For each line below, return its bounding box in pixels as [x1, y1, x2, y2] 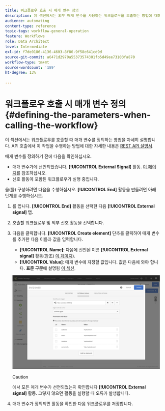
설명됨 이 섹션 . [48, 265, 76, 271]
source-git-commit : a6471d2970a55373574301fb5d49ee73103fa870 [5, 55, 135, 59]
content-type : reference [5, 24, 56, 29]
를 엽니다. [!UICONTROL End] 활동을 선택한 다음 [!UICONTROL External [12, 203, 155, 209]
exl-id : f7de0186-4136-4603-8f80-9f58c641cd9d [5, 49, 102, 54]
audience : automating [5, 18, 50, 23]
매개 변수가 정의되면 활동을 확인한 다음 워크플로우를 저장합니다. [12, 401, 134, 407]
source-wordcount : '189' [5, 65, 56, 70]
